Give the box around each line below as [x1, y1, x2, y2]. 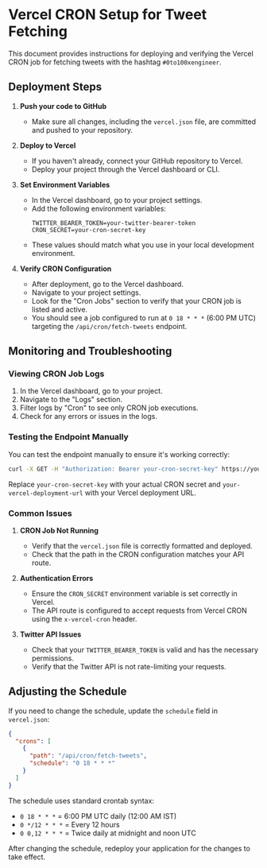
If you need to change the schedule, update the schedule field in [8, 706, 219, 715]
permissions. [31, 653, 74, 663]
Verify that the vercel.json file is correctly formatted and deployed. [31, 541, 253, 550]
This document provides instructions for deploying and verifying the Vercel [8, 48, 254, 58]
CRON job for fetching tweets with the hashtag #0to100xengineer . [8, 57, 222, 67]
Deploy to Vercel [19, 141, 76, 150]
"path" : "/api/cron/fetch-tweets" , [29, 752, 148, 760]
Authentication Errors [19, 573, 94, 583]
